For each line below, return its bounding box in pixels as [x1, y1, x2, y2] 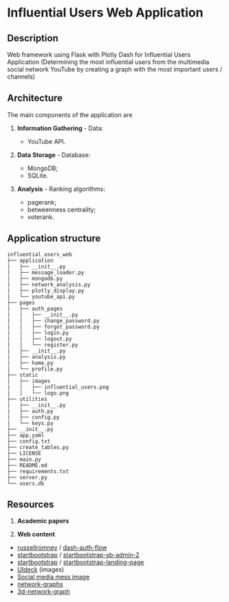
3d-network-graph [17, 588, 70, 596]
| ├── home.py [7, 360, 54, 366]
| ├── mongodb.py [7, 275, 63, 282]
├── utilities [7, 395, 48, 402]
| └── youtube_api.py [7, 293, 76, 300]
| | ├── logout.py [7, 335, 72, 342]
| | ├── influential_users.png [7, 384, 109, 391]
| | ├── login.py [7, 329, 69, 336]
